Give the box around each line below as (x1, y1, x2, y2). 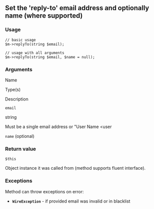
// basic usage (5, 37, 36, 42)
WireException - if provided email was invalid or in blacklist (12, 198, 131, 204)
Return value (5, 145, 36, 152)
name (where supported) (5, 12, 83, 20)
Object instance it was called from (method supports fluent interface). (5, 165, 146, 171)
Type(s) (5, 86, 21, 92)
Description (5, 96, 28, 102)
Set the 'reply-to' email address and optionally (5, 4, 149, 12)
